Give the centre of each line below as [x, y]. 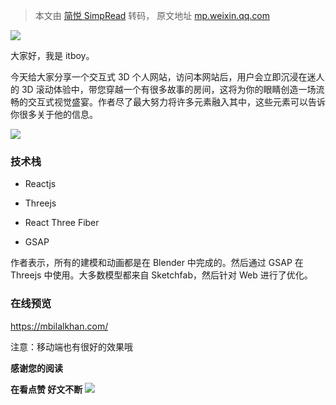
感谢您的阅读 [36, 368]
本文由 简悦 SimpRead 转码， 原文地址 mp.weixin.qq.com [152, 15]
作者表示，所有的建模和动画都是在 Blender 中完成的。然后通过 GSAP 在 [157, 263]
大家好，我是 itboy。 [52, 55]
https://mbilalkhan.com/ [59, 326]
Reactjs [40, 184]
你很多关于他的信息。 [54, 114]
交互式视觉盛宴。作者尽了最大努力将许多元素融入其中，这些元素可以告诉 [176, 102]
